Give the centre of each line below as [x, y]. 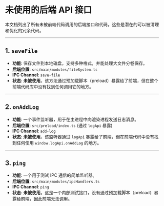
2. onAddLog [22, 107]
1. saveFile [21, 51]
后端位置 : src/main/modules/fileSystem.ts [55, 69]
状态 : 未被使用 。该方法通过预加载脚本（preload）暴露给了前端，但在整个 [85, 81]
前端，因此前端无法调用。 [46, 199]
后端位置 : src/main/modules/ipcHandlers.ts [56, 182]
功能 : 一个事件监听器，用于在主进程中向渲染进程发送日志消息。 [75, 119]
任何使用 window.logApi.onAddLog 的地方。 [59, 143]
